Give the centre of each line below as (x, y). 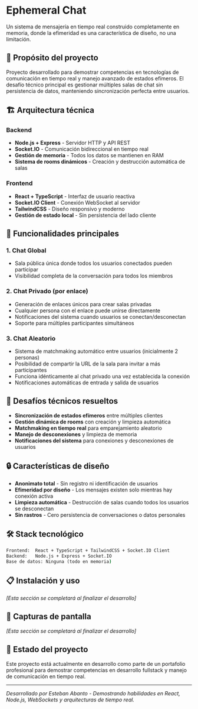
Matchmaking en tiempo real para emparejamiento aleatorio (88, 428)
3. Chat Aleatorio (31, 338)
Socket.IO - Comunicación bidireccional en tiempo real (82, 149)
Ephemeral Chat (46, 10)
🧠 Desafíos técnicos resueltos (62, 401)
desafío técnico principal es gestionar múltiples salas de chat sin (85, 85)
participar (27, 270)
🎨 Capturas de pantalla (49, 616)
